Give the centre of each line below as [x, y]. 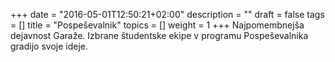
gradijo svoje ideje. [49, 46]
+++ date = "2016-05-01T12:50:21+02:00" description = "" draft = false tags [167, 14]
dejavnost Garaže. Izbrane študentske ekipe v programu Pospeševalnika [159, 35]
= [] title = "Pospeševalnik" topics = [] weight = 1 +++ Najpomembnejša [157, 25]
